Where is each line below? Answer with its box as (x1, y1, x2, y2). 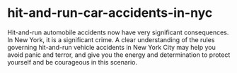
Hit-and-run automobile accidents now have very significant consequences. (7, 28, 229, 36)
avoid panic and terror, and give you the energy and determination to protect (7, 51, 231, 59)
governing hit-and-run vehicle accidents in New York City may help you (7, 43, 216, 51)
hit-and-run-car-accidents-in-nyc (7, 5, 213, 21)
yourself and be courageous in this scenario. (7, 58, 138, 66)
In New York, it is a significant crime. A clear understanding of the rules (7, 35, 215, 44)
